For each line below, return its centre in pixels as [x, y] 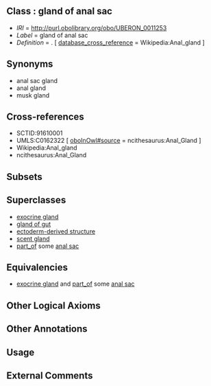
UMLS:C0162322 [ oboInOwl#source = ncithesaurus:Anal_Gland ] [109, 141]
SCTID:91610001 [39, 133]
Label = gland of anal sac [52, 35]
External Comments [50, 376]
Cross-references [46, 117]
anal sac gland [37, 80]
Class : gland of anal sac [59, 11]
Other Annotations [47, 329]
